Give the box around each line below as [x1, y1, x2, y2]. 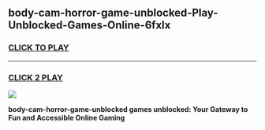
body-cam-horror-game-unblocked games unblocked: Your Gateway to [8, 104, 248, 113]
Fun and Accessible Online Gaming [8, 113, 125, 122]
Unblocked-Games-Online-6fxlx [8, 19, 171, 32]
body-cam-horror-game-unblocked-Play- [8, 6, 218, 20]
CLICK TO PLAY [8, 43, 69, 54]
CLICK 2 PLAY [8, 72, 63, 83]
